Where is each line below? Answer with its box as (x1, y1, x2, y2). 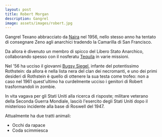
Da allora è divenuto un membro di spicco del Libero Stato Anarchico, (5, 49, 144, 54)
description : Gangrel (5, 16, 49, 21)
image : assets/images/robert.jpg (5, 20, 73, 26)
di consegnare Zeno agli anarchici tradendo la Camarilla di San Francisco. (5, 39, 152, 45)
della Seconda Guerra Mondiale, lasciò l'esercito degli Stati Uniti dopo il (5, 98, 148, 104)
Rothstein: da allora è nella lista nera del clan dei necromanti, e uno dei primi (5, 68, 158, 74)
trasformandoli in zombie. (5, 84, 56, 90)
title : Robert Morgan (5, 12, 49, 17)
